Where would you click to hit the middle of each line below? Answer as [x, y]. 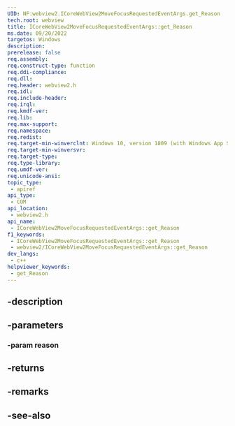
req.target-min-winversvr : [47, 150]
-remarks [28, 392]
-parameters [35, 325]
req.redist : [24, 137]
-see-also [29, 415]
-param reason [33, 345]
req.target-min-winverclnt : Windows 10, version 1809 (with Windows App [115, 144]
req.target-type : [33, 157]
